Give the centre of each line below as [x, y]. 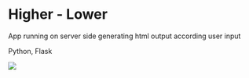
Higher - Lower [58, 14]
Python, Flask [30, 51]
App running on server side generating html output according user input [124, 36]
